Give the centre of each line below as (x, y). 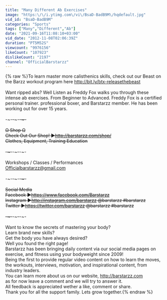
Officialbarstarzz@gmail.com (35, 168)
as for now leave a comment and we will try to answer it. (64, 281)
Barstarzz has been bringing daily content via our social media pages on (80, 249)
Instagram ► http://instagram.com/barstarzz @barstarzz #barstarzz (75, 201)
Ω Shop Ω (15, 130)
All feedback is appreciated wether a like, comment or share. (69, 287)
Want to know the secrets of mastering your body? (58, 227)
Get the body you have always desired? (46, 238)
